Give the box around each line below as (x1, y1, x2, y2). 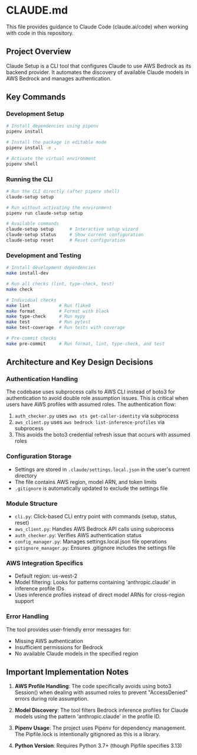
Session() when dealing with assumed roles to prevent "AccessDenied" (14, 689, 188, 696)
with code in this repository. (6, 29, 74, 36)
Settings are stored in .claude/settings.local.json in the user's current (14, 466, 191, 473)
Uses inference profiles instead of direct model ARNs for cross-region (14, 591, 185, 598)
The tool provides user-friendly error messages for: (6, 625, 132, 633)
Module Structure (6, 499, 58, 508)
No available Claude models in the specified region (14, 650, 139, 657)
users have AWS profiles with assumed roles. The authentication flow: (6, 401, 176, 408)
